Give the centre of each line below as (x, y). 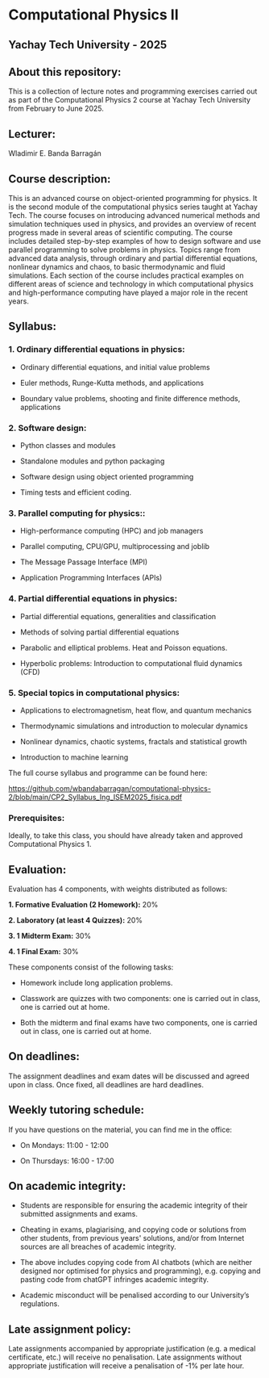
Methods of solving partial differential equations (99, 632)
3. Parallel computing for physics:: (77, 513)
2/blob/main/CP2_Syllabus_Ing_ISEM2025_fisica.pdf (95, 797)
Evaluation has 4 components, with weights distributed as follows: (118, 889)
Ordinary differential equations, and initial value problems (115, 367)
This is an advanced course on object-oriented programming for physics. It (133, 199)
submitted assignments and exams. (79, 1214)
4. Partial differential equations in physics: (93, 599)
